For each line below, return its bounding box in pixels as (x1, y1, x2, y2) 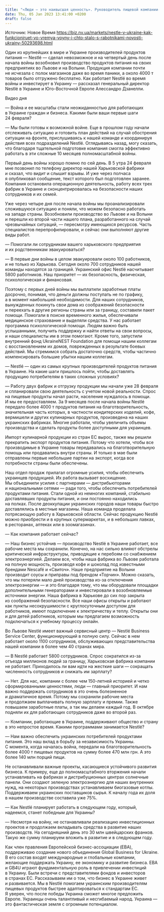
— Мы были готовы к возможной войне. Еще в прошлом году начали (5, 125, 150, 131)
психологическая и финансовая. (5, 277, 73, 283)
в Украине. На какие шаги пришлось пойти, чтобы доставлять (5, 369, 135, 375)
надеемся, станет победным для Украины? (5, 810, 95, 816)
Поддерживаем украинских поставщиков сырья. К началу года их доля (5, 790, 155, 796)
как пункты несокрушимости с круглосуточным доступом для (5, 603, 136, 609)
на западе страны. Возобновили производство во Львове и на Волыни (5, 211, 153, 217)
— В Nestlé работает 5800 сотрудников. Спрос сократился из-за (5, 653, 141, 659)
